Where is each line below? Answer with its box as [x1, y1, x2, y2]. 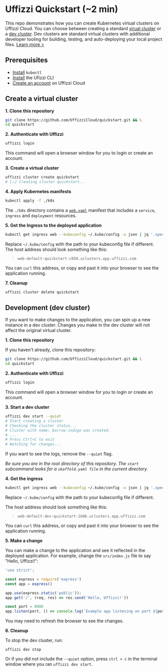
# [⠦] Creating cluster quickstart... [5, 180, 86, 185]
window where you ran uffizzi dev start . [5, 661, 93, 667]
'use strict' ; [5, 568, 35, 573]
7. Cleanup [5, 280, 27, 286]
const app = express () [5, 581, 52, 586]
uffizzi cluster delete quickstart [5, 289, 79, 294]
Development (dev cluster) [5, 303, 90, 312]
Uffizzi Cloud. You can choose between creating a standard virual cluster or [5, 25, 161, 31]
